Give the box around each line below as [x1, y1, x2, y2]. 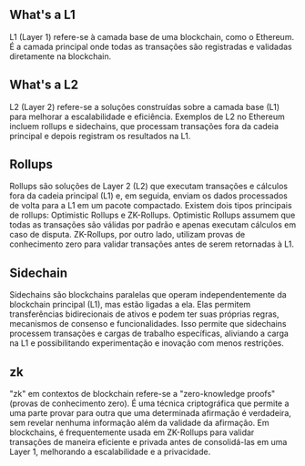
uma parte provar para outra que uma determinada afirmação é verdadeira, [9, 408, 291, 419]
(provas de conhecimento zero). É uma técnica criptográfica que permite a [9, 398, 290, 409]
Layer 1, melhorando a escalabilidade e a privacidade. [9, 446, 211, 458]
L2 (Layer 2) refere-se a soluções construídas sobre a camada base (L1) [9, 101, 280, 112]
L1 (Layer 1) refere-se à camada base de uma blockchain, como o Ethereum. [9, 31, 294, 42]
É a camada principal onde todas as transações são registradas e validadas [9, 41, 293, 52]
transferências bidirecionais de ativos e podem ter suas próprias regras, [9, 309, 280, 319]
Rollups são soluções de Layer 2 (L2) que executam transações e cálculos [9, 181, 289, 192]
